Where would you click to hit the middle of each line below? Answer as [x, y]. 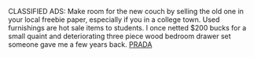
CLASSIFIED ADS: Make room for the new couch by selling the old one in [126, 11]
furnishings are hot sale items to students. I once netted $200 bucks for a [127, 28]
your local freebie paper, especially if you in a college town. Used [114, 20]
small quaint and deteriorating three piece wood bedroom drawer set [120, 36]
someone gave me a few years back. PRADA [80, 45]
